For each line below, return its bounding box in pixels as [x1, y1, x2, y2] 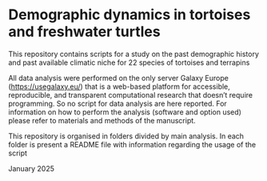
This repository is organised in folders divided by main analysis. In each [8, 131, 245, 141]
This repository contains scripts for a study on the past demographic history [8, 49, 260, 58]
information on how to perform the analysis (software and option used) [8, 107, 242, 117]
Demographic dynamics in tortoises [8, 6, 251, 24]
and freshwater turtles [8, 22, 161, 41]
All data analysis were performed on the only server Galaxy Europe [8, 73, 229, 82]
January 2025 [8, 163, 54, 173]
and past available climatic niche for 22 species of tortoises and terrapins [8, 58, 250, 67]
